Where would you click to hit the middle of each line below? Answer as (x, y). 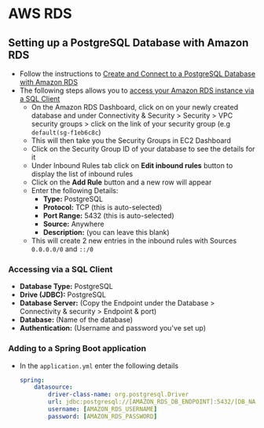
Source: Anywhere (73, 224)
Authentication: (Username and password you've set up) (113, 328)
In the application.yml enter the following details (99, 365)
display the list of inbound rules (82, 174)
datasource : (53, 387)
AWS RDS (40, 14)
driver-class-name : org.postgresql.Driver (119, 395)
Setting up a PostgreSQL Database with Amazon (128, 43)
